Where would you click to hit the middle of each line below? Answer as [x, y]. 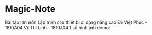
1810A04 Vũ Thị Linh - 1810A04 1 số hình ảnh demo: [58, 27]
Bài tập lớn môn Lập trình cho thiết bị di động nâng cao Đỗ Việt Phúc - [76, 22]
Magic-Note [30, 9]
